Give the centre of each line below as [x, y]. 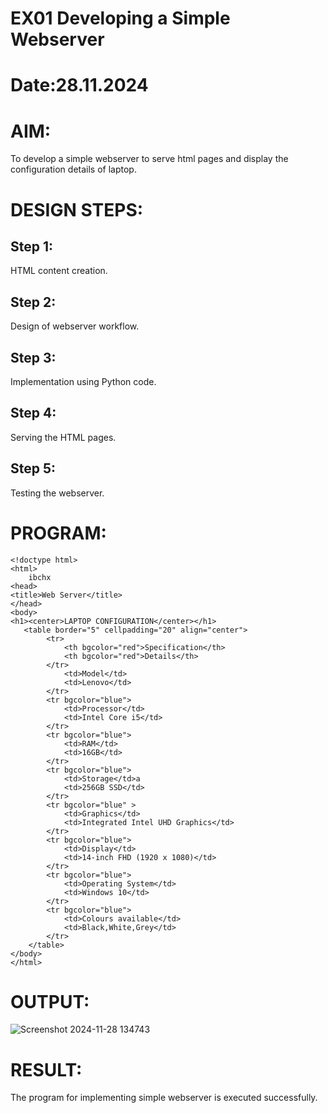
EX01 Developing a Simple [120, 18]
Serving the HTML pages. [63, 437]
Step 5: [33, 468]
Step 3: [33, 357]
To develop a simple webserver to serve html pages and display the [149, 159]
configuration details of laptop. [73, 169]
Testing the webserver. [57, 493]
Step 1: [32, 246]
